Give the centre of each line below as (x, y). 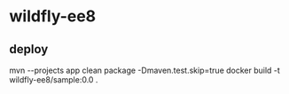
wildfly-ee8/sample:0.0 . (54, 80)
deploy (29, 49)
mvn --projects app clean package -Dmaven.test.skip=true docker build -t (145, 70)
